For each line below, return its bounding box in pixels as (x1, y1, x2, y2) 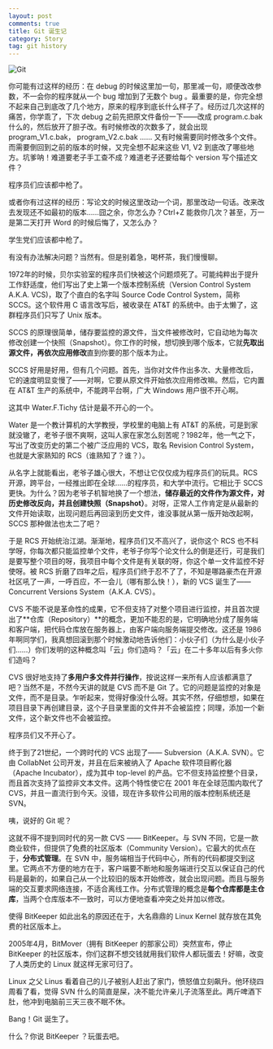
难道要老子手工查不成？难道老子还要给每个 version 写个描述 (50, 152, 251, 163)
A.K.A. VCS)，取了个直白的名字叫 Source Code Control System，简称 (8, 290, 240, 299)
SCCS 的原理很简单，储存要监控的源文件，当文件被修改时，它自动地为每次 (8, 327, 258, 338)
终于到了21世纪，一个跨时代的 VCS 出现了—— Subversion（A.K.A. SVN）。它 (8, 748, 265, 758)
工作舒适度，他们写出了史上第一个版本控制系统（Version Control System (8, 280, 252, 290)
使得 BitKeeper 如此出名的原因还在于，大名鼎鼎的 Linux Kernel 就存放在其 (8, 911, 254, 921)
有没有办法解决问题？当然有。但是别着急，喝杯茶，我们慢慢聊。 (8, 252, 222, 262)
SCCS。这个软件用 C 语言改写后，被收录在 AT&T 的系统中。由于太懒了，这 (8, 300, 258, 310)
